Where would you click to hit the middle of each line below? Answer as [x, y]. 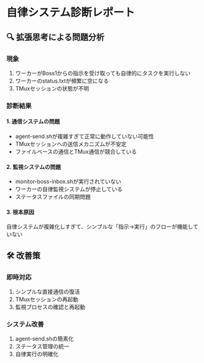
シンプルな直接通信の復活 [47, 292]
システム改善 [25, 324]
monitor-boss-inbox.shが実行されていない [68, 182]
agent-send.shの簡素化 [44, 339]
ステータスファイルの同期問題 [53, 197]
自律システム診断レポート [71, 13]
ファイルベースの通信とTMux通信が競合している [76, 152]
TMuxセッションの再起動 [47, 299]
